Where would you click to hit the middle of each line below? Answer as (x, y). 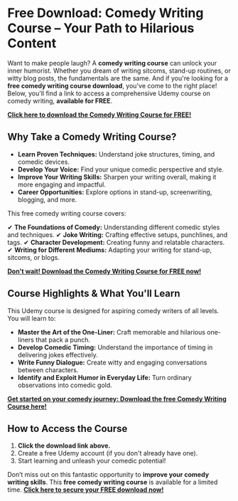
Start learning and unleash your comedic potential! (92, 461)
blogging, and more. (47, 199)
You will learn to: (32, 318)
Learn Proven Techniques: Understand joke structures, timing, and (116, 154)
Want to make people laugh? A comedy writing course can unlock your (112, 63)
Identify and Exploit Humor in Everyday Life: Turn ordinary (104, 377)
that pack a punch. (63, 339)
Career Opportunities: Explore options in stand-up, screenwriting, (115, 192)
